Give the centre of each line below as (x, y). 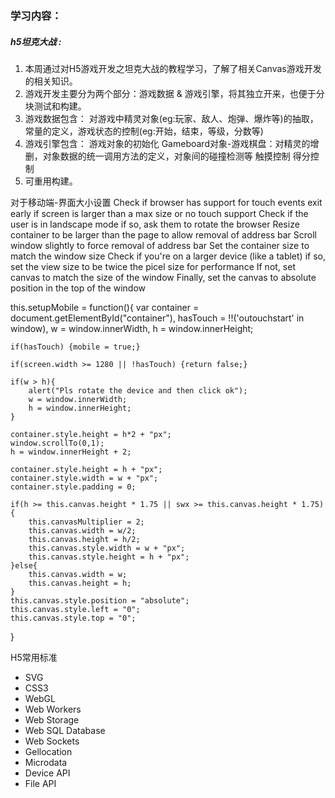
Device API (47, 773)
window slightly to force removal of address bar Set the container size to (160, 245)
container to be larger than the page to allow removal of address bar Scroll (163, 234)
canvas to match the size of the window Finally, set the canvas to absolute (163, 277)
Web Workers (53, 709)
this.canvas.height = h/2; (84, 539)
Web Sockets (52, 741)
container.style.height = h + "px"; (86, 469)
